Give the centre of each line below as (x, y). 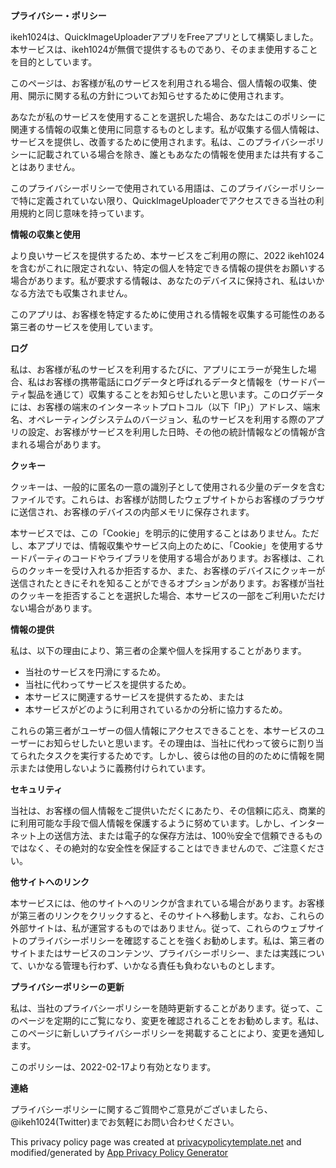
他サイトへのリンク (50, 882)
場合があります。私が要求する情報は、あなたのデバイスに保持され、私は (159, 280)
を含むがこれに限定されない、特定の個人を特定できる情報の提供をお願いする (168, 268)
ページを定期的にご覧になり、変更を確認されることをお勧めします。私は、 (171, 1020)
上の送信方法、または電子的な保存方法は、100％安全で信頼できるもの (179, 835)
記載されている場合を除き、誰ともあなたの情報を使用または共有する (176, 154)
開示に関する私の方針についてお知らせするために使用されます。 (158, 95)
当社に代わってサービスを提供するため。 (108, 684)
